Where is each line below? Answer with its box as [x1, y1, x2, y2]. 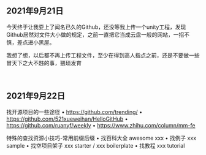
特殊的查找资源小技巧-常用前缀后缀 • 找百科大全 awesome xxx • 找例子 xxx [6, 134, 197, 142]
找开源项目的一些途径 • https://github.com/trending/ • [6, 108, 143, 115]
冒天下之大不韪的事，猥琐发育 [6, 59, 82, 66]
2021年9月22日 [6, 91, 66, 101]
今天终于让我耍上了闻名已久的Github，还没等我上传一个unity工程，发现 [6, 23, 186, 31]
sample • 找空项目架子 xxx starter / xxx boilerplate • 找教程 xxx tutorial [6, 142, 185, 149]
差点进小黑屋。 [17, 39, 55, 46]
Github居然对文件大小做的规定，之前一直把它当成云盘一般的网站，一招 [6, 31, 185, 38]
